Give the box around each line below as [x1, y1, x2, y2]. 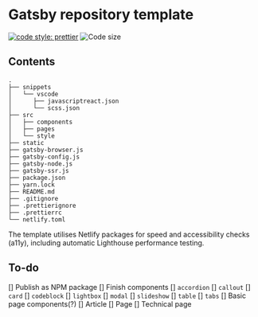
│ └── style [8, 131, 56, 140]
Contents [8, 55, 56, 68]
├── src [8, 111, 34, 119]
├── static [8, 139, 45, 147]
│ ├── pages [8, 125, 56, 133]
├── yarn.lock [8, 181, 56, 189]
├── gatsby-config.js [8, 153, 80, 161]
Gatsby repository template [8, 6, 193, 24]
